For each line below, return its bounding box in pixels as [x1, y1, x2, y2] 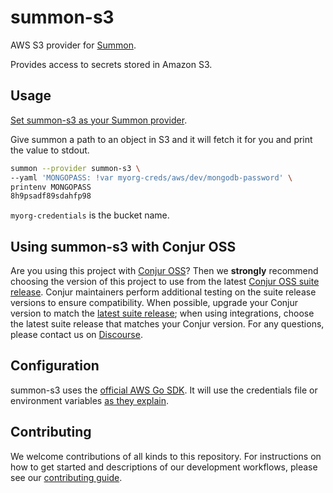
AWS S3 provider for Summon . [10, 39, 137, 51]
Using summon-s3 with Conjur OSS [10, 238, 237, 255]
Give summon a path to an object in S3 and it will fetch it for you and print [10, 133, 313, 145]
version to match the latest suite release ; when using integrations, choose [10, 307, 315, 320]
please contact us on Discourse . [10, 329, 143, 341]
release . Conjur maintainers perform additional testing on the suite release [10, 286, 317, 298]
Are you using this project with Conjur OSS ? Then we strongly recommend [10, 265, 319, 277]
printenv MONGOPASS [10, 182, 92, 192]
